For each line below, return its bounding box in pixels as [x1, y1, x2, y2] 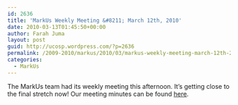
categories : [7, 56, 42, 63]
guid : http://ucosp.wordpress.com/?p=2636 [7, 43, 135, 50]
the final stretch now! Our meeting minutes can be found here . [7, 89, 189, 98]
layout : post [7, 37, 46, 44]
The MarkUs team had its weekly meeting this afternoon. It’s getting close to [7, 82, 230, 90]
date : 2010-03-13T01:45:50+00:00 [7, 23, 106, 30]
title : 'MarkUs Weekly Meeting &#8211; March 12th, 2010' [7, 17, 182, 24]
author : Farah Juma [7, 30, 65, 37]
